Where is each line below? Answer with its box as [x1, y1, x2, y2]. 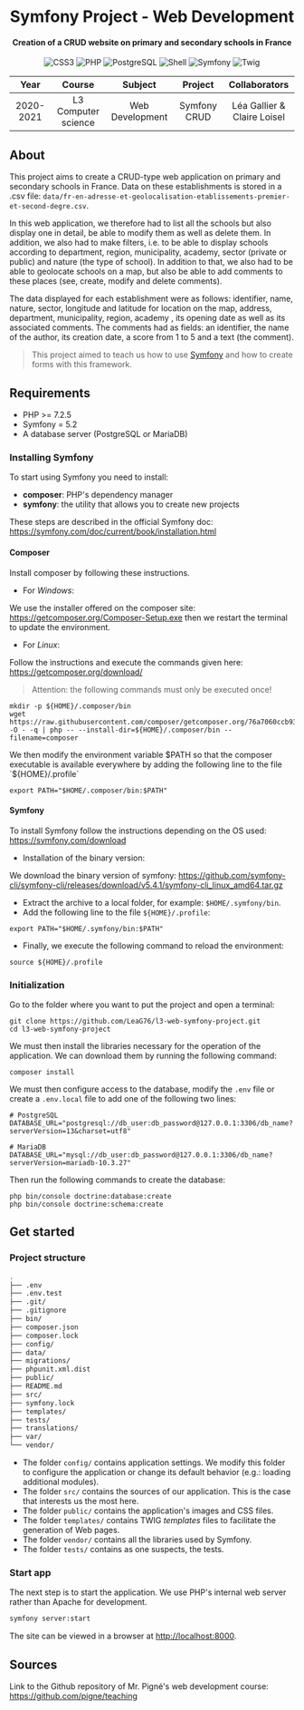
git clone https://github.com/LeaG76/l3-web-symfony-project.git [9, 1017, 261, 1026]
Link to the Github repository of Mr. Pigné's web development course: [9, 1681, 269, 1692]
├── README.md [9, 1382, 63, 1391]
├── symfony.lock [9, 1398, 75, 1407]
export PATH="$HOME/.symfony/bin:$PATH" [9, 924, 165, 933]
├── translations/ [9, 1423, 79, 1433]
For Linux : [22, 639, 61, 650]
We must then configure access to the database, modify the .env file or [9, 1083, 275, 1094]
